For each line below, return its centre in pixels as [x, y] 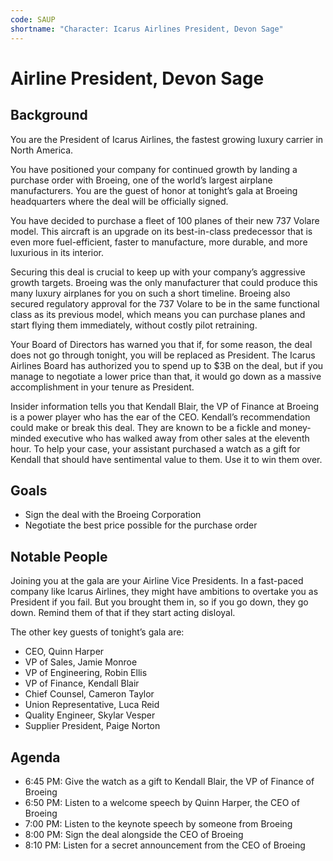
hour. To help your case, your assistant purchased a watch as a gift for [155, 448]
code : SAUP [33, 19]
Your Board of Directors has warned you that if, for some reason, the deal [161, 344]
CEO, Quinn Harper [64, 652]
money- [295, 427]
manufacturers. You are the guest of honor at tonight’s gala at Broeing [154, 190]
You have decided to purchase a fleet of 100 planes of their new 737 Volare [165, 220]
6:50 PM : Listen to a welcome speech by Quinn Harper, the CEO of [162, 802]
